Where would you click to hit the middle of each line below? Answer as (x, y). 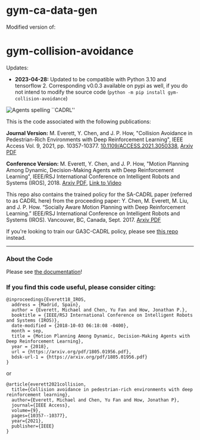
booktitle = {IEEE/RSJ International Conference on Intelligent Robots (102, 315)
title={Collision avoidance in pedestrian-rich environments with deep (102, 390)
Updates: (17, 68)
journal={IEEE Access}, (41, 405)
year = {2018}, (30, 347)
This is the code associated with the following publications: (79, 121)
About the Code (29, 259)
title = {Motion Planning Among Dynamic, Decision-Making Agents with (101, 336)
